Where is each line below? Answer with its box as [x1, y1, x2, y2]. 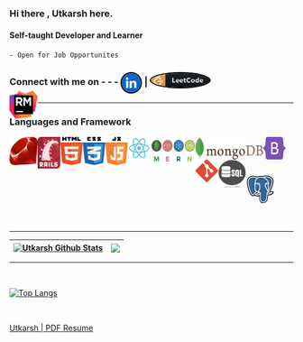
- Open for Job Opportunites [9, 51, 119, 60]
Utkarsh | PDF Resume [9, 323, 94, 334]
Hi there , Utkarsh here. [9, 7, 114, 20]
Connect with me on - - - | [9, 76, 149, 88]
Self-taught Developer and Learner [9, 30, 143, 41]
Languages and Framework [9, 116, 132, 128]
